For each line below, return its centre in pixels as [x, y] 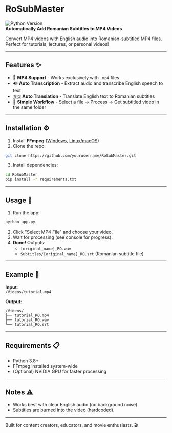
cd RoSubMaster [21, 175]
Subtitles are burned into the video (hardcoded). [63, 410]
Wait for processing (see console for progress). [62, 237]
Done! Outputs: [29, 242]
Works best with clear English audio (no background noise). [76, 405]
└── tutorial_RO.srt [27, 324]
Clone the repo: [29, 146]
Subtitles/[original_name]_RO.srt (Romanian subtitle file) [82, 253]
